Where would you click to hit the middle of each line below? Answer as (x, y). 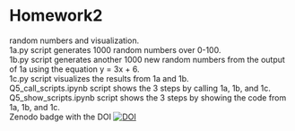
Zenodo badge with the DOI (61, 117)
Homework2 (56, 16)
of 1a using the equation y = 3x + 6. (74, 69)
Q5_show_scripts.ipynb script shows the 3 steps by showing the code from (148, 97)
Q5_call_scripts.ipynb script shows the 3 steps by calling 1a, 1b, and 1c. (140, 88)
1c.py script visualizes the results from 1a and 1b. (100, 78)
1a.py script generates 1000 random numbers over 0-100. (115, 49)
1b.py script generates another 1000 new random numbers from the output (147, 59)
